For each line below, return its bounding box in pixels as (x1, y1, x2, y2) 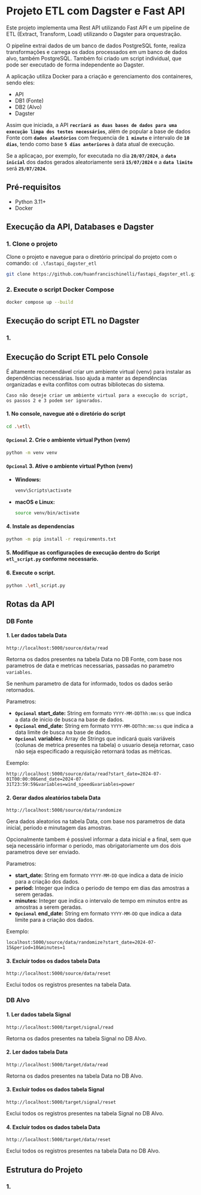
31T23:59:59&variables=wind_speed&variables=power (6, 781, 135, 787)
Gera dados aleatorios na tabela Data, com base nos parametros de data (6, 818, 185, 825)
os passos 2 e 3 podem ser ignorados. (6, 397, 103, 404)
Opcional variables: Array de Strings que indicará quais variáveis (14, 735, 175, 742)
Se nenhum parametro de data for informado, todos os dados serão (6, 680, 173, 687)
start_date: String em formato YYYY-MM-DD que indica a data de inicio (14, 872, 184, 879)
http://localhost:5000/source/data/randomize (6, 807, 121, 813)
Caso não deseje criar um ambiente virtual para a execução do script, (6, 392, 188, 398)
